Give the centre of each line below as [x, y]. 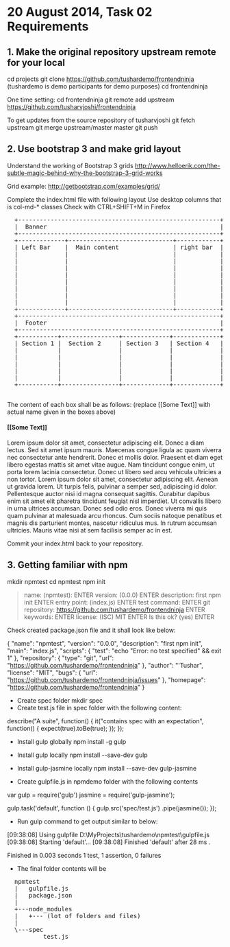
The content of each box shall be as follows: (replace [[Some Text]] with [109, 404]
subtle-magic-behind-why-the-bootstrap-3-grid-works [85, 173]
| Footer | [119, 323]
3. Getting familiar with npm [67, 565]
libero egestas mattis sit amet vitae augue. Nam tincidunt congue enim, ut [111, 465]
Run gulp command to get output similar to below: [87, 821]
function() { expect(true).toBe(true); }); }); [66, 728]
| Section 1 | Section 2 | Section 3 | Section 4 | [119, 343]
